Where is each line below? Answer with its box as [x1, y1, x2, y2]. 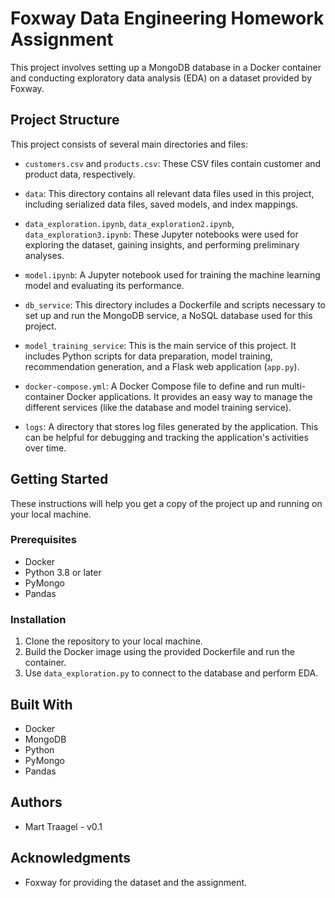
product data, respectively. [24, 168, 136, 180]
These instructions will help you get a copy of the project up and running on [10, 497, 323, 509]
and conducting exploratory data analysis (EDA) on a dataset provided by [10, 72, 313, 84]
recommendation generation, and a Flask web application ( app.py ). [24, 360, 300, 372]
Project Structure [10, 112, 120, 129]
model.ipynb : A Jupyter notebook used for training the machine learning [24, 268, 321, 281]
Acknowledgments [10, 850, 132, 867]
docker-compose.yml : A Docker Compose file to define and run [24, 380, 280, 392]
